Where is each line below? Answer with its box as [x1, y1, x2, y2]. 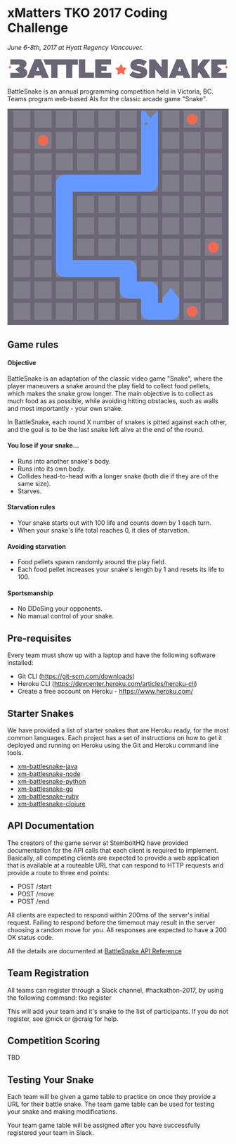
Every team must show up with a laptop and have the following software [7, 651, 216, 659]
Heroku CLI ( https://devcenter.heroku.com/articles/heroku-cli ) [17, 680, 198, 688]
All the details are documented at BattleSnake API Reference [7, 946, 183, 955]
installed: [7, 659, 34, 667]
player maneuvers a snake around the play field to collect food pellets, [7, 381, 211, 390]
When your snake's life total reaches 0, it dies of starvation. [17, 526, 190, 534]
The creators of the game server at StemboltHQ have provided [7, 839, 188, 847]
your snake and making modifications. [7, 1107, 118, 1116]
